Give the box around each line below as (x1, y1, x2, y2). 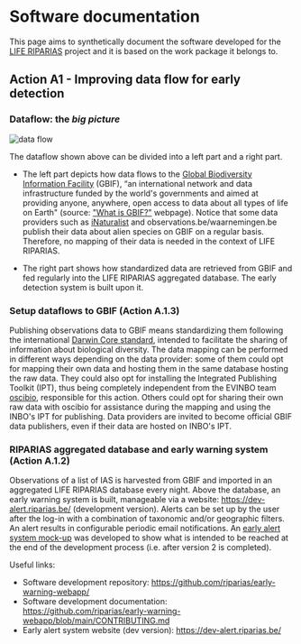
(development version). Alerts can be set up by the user (72, 503, 280, 515)
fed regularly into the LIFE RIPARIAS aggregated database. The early (22, 272, 277, 283)
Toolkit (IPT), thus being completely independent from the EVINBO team (9, 382, 277, 393)
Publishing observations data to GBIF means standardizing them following (9, 325, 284, 336)
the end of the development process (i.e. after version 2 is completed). (9, 542, 272, 553)
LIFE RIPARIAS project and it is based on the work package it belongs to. (9, 45, 278, 56)
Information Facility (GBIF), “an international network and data (22, 178, 253, 189)
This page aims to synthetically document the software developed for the (9, 36, 281, 47)
